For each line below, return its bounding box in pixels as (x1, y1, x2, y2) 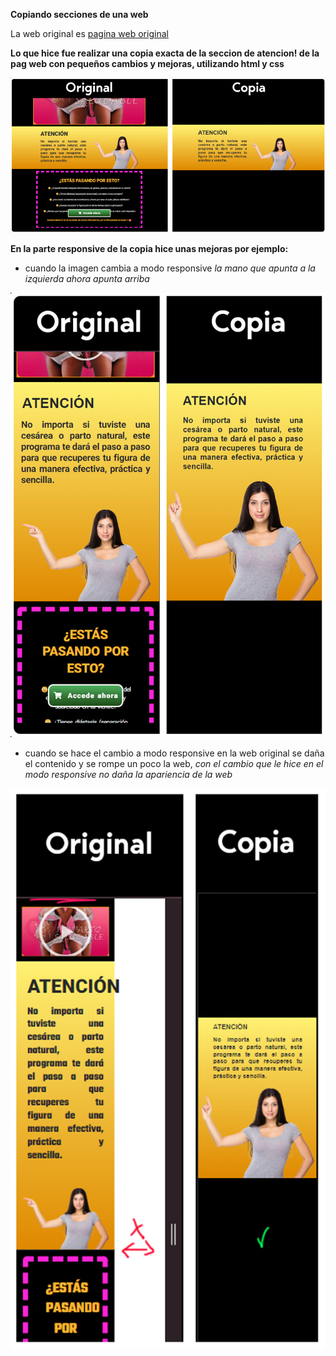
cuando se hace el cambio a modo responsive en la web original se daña (24, 747, 325, 759)
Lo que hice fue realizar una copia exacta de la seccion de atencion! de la (10, 47, 320, 59)
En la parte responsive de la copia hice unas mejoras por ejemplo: (10, 242, 289, 254)
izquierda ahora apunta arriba (24, 272, 150, 284)
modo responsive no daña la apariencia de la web (24, 769, 233, 781)
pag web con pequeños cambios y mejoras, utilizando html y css (10, 58, 285, 69)
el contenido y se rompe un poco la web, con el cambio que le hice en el (24, 758, 324, 770)
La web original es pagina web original (10, 28, 169, 39)
